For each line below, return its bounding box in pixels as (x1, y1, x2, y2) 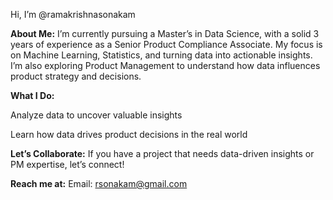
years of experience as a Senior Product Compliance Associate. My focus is (10, 39, 323, 50)
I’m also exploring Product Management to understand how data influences (10, 60, 321, 71)
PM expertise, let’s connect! (10, 159, 125, 170)
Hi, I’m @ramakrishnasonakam (10, 9, 136, 20)
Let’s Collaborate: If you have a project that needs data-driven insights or (10, 148, 315, 159)
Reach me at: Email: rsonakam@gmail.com (10, 178, 188, 189)
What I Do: (10, 90, 55, 101)
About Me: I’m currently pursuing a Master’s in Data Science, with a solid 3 (10, 28, 320, 39)
